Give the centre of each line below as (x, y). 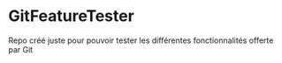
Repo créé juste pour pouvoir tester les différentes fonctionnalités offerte (141, 40)
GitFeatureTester (71, 16)
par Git (21, 49)
